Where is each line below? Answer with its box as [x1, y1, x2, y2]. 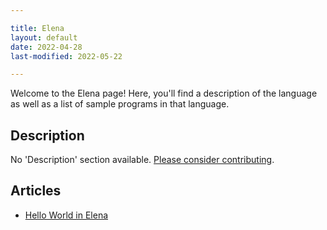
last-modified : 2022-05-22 [10, 51, 123, 61]
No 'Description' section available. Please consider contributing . [10, 154, 275, 166]
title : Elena [10, 23, 65, 33]
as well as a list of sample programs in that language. [10, 98, 230, 110]
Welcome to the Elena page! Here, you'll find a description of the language [10, 87, 318, 100]
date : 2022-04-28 [10, 42, 83, 52]
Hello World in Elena [24, 209, 109, 221]
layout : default [10, 32, 78, 43]
